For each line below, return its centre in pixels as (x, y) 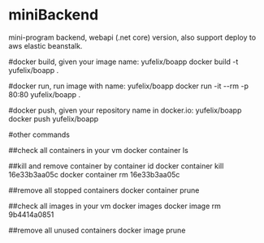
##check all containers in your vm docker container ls (98, 150)
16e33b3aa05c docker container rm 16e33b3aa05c (94, 174)
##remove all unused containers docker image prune (97, 230)
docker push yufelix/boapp (54, 118)
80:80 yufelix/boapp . (45, 94)
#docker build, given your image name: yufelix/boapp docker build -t (123, 62)
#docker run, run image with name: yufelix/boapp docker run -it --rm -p (129, 86)
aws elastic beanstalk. (45, 45)
